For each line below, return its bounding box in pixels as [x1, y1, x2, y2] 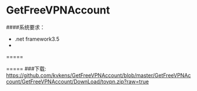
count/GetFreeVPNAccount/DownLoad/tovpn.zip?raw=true [6, 77, 149, 85]
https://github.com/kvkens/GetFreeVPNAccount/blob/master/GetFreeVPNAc [6, 72, 191, 79]
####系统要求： [6, 23, 45, 31]
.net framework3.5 [14, 35, 60, 42]
